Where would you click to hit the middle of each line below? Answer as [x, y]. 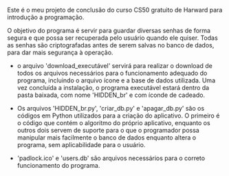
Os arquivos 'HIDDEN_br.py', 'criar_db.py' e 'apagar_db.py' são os [111, 108]
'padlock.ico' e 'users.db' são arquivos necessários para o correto [111, 158]
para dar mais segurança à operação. [60, 52]
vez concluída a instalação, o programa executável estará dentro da [113, 88]
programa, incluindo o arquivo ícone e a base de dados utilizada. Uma [116, 80]
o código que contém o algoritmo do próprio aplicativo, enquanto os [114, 123]
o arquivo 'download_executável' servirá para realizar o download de [115, 66]
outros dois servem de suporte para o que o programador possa [108, 130]
